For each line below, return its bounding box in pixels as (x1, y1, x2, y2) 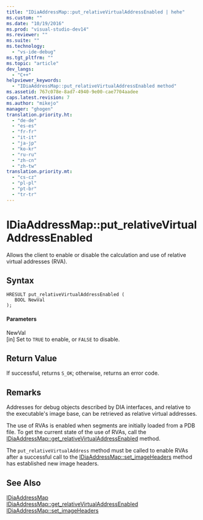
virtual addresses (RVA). (6, 258, 67, 265)
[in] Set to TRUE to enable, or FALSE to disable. (6, 335, 120, 343)
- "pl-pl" (12, 180, 37, 186)
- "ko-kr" (12, 145, 37, 152)
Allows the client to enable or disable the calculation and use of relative (6, 251, 186, 258)
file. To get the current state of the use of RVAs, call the (6, 429, 147, 436)
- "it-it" (12, 134, 37, 141)
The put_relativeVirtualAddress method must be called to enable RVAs (6, 447, 188, 454)
